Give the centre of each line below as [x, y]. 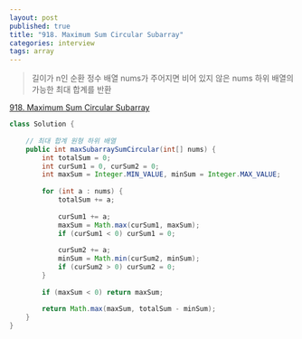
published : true [40, 26]
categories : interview [52, 43]
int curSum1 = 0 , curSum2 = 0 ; [101, 166]
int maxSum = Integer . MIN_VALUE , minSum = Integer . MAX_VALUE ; [161, 174]
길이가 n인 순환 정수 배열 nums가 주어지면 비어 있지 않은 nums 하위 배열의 [162, 79]
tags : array [32, 52]
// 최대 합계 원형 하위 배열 [71, 141]
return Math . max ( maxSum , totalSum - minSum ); [129, 309]
